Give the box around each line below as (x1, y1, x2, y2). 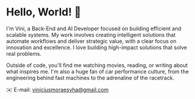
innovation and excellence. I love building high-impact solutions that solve (6, 44, 187, 51)
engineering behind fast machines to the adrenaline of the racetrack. (6, 74, 174, 81)
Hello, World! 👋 (6, 5, 81, 19)
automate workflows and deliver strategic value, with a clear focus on (6, 37, 177, 44)
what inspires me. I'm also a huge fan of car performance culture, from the (6, 68, 189, 75)
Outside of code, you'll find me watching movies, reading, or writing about (6, 62, 188, 69)
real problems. (6, 50, 42, 57)
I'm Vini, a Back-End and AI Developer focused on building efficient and (6, 25, 181, 32)
